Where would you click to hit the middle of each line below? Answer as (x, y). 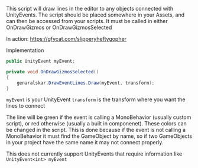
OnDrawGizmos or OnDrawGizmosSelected (59, 27)
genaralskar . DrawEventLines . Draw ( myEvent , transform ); (86, 83)
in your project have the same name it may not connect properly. (85, 143)
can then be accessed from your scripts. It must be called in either (87, 21)
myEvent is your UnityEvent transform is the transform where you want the (96, 99)
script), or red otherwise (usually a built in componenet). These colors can (97, 124)
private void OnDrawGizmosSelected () (53, 72)
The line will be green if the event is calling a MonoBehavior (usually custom (99, 117)
